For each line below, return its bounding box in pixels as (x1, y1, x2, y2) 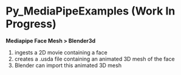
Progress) (5, 17, 57, 31)
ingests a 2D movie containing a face (14, 48, 108, 56)
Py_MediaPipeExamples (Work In (5, 4, 176, 18)
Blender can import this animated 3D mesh (14, 62, 122, 69)
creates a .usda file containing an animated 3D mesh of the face (14, 55, 175, 62)
